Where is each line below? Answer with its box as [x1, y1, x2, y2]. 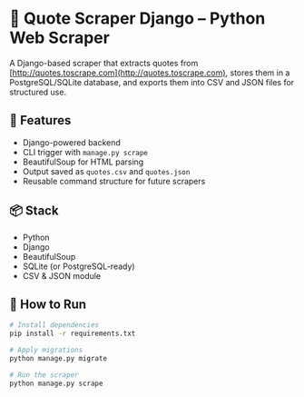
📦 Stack [9, 203, 59, 219]
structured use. [9, 86, 66, 97]
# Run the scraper [9, 370, 79, 380]
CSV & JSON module [22, 270, 102, 281]
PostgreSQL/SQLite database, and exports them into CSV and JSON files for [9, 76, 295, 87]
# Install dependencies [9, 321, 100, 330]
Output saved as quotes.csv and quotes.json [22, 165, 191, 176]
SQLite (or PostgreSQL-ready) [22, 261, 135, 272]
